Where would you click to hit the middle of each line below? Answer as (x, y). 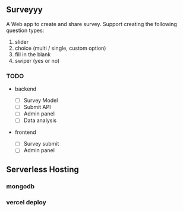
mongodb (20, 186)
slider (21, 41)
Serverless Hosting (42, 169)
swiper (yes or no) (37, 60)
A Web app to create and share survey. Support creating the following (91, 24)
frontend (26, 132)
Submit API (37, 107)
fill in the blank (33, 54)
